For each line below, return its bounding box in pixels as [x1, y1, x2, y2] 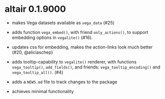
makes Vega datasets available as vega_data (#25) [11, 20, 115, 26]
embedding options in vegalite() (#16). [11, 34, 93, 40]
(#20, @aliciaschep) [11, 49, 53, 55]
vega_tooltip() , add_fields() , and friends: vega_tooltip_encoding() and [11, 64, 161, 70]
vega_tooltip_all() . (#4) [11, 69, 63, 75]
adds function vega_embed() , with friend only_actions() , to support [11, 29, 149, 35]
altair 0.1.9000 [4, 3, 66, 15]
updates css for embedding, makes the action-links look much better [11, 44, 153, 50]
